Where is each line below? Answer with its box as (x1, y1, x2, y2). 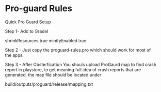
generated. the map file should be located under (5, 72, 102, 77)
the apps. (5, 52, 24, 58)
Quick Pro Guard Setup (5, 19, 51, 25)
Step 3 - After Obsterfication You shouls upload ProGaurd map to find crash (5, 61, 157, 67)
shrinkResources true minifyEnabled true (5, 37, 87, 44)
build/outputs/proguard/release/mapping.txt (5, 81, 93, 87)
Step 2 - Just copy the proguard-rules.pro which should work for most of (5, 47, 151, 53)
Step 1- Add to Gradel (5, 28, 48, 34)
